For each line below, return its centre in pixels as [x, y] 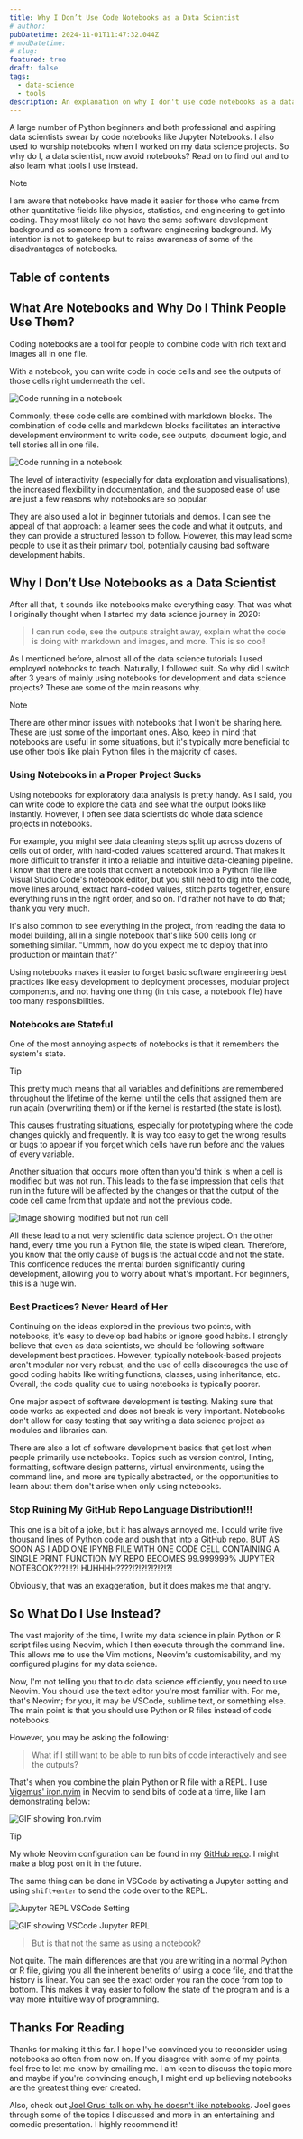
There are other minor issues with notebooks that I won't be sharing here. [146, 723]
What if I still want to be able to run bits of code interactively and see [159, 1755]
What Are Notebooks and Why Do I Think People [148, 308]
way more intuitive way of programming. [84, 1999]
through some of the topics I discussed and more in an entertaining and [142, 2115]
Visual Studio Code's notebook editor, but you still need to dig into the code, [151, 879]
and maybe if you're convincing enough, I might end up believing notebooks [151, 2078]
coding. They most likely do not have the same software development [139, 220]
